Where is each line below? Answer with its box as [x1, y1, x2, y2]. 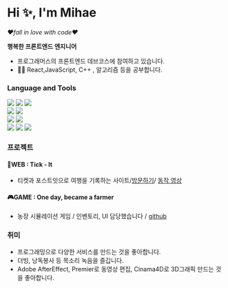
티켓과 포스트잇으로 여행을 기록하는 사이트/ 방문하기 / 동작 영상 [17, 176, 183, 185]
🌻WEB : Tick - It [7, 160, 53, 168]
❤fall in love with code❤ [7, 28, 79, 36]
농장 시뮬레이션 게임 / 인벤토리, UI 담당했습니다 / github [17, 212, 167, 220]
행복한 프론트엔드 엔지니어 [7, 42, 77, 50]
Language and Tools [7, 83, 77, 92]
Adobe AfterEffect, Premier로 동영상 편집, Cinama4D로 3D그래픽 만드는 [17, 265, 215, 273]
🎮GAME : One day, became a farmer [7, 193, 114, 201]
